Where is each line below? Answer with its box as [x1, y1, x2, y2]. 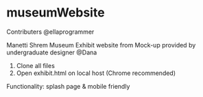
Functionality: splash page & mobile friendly [6, 82, 130, 90]
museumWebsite [6, 5, 105, 21]
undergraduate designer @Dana [6, 48, 97, 56]
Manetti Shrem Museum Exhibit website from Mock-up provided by [6, 41, 196, 49]
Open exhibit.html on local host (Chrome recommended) [16, 69, 176, 77]
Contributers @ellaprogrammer [6, 28, 95, 36]
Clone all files [16, 61, 56, 69]
